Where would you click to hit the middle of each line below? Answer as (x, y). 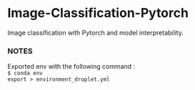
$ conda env (25, 73)
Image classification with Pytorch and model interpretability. (96, 33)
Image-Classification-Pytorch (98, 13)
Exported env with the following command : (71, 67)
